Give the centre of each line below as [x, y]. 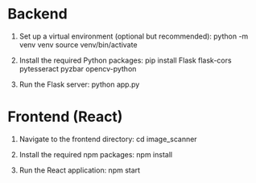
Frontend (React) [65, 117]
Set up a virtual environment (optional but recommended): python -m [134, 36]
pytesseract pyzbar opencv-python [78, 68]
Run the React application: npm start [80, 170]
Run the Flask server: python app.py [79, 84]
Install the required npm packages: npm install [96, 154]
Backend [37, 14]
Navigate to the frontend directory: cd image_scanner [108, 139]
